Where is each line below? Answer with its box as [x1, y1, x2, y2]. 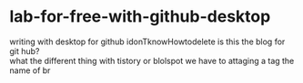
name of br [9, 65, 51, 76]
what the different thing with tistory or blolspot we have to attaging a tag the [9, 55, 295, 66]
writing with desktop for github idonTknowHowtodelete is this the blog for [9, 36, 286, 47]
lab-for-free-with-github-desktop [9, 6, 271, 27]
